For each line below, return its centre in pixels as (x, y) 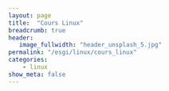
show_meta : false (37, 74)
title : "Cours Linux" (46, 23)
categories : (28, 60)
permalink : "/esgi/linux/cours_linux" (73, 52)
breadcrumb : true (37, 30)
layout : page (30, 15)
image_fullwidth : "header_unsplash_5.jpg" (90, 45)
